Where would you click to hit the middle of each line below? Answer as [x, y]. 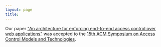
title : [12, 14]
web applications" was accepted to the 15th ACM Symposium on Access [80, 34]
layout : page [19, 10]
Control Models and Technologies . [41, 39]
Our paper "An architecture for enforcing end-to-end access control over [80, 28]
